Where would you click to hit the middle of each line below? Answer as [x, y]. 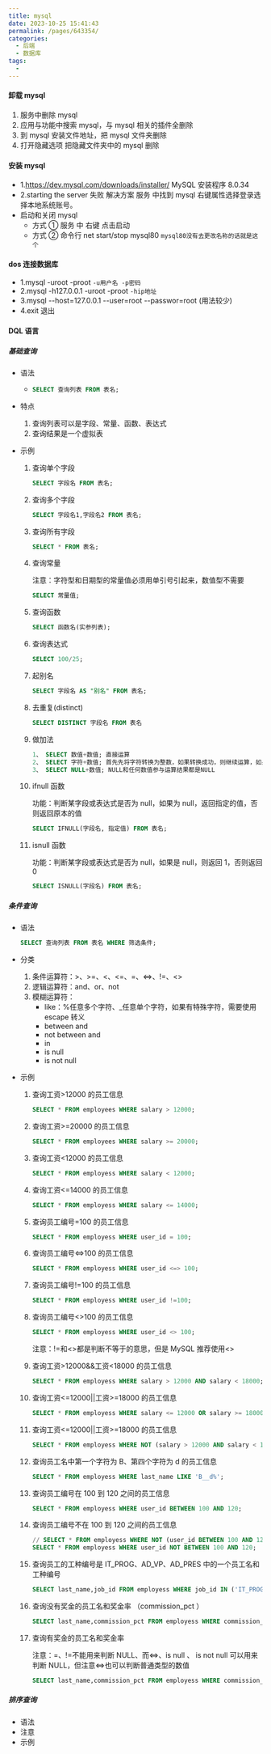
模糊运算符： [53, 997]
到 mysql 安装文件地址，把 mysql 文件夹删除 [94, 135]
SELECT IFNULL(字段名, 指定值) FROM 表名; [100, 829]
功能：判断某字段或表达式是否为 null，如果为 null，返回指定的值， [142, 803]
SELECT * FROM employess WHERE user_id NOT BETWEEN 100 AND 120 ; [144, 1548]
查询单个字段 [53, 468]
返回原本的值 [60, 813]
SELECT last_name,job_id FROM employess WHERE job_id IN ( [133, 1590]
